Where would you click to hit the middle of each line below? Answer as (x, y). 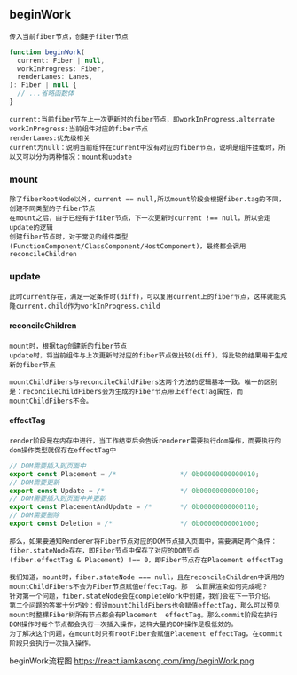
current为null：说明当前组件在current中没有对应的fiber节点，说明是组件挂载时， (144, 147)
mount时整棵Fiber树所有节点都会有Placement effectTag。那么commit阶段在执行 (143, 615)
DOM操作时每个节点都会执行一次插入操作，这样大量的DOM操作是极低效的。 (123, 624)
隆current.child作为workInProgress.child (85, 306)
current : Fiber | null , (61, 60)
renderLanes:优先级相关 (50, 138)
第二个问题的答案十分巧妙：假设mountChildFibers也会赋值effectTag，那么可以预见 (145, 605)
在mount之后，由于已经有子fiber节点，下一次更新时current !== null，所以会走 (140, 218)
